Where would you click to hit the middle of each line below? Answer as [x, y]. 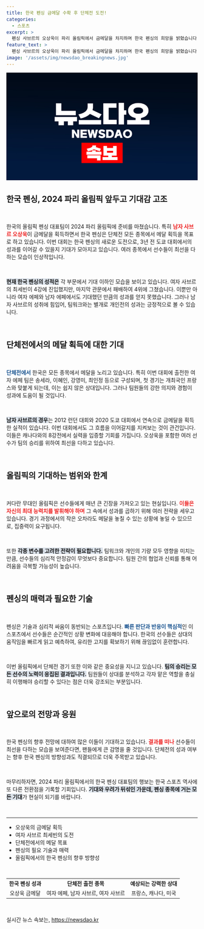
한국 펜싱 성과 [25, 884]
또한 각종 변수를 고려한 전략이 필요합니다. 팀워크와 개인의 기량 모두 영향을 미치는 [101, 551]
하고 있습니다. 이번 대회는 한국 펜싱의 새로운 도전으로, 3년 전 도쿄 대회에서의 [102, 242]
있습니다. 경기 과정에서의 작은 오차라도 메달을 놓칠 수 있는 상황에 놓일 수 [91, 518]
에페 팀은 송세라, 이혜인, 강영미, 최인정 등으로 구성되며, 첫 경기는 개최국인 [99, 380]
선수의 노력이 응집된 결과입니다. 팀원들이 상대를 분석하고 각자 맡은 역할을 [98, 674]
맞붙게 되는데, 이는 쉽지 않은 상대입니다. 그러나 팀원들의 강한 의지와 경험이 [105, 388]
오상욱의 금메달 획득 [39, 827]
